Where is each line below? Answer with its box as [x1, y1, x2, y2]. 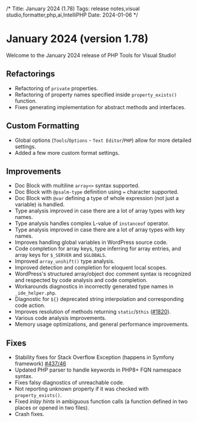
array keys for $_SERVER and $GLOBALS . [14, 252, 107, 259]
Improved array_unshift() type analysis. [14, 258, 115, 265]
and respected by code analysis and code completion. [14, 277, 148, 284]
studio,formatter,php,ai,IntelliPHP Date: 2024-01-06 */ [6, 11, 138, 18]
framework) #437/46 [14, 360, 66, 367]
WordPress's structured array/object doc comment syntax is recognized [14, 270, 192, 278]
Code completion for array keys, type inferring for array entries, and [14, 245, 181, 252]
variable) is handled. [14, 201, 65, 208]
